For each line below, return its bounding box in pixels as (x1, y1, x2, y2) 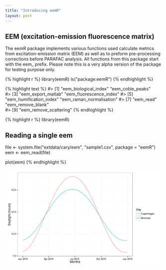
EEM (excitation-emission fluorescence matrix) (5, 32, 155, 41)
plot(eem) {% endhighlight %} (5, 159, 67, 165)
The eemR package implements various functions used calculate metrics (5, 45, 155, 52)
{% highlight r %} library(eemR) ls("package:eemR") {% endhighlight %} (5, 76, 154, 82)
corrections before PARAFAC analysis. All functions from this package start (5, 56, 159, 62)
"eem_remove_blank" (5, 102, 49, 108)
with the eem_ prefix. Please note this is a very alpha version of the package (5, 61, 162, 67)
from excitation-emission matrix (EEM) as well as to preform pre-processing (5, 51, 161, 57)
